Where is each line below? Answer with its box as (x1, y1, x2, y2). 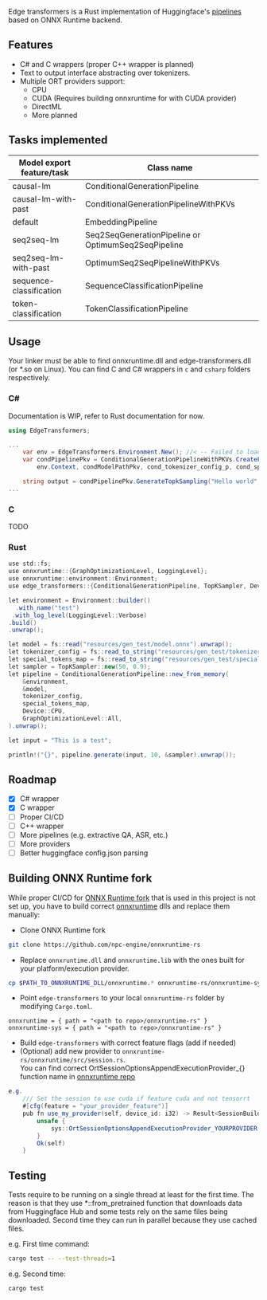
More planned (31, 110, 78, 120)
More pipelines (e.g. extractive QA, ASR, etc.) (19, 830, 168, 839)
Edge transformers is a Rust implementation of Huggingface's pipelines (8, 7, 242, 16)
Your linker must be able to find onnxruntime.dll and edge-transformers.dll (8, 356, 252, 366)
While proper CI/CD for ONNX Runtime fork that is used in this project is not (8, 893, 256, 902)
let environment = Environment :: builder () (8, 596, 151, 604)
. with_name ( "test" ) (15, 603, 80, 612)
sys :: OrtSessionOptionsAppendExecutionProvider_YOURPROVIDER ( (50, 1124, 261, 1133)
